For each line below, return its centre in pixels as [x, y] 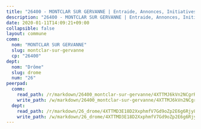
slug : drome [27, 73]
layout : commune [26, 34]
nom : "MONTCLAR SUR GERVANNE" [49, 45]
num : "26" [24, 78]
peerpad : [17, 84]
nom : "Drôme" [28, 67]
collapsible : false [31, 28]
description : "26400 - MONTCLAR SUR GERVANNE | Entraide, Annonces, [93, 17]
